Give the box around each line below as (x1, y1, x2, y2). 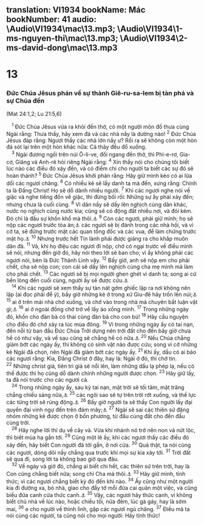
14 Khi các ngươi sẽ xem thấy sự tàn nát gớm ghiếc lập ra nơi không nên (12, 283, 191, 292)
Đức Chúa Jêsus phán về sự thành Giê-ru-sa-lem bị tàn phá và (6, 89, 194, 97)
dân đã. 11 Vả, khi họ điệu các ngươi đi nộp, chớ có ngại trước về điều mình (6, 242, 193, 250)
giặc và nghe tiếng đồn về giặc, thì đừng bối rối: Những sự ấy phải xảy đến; (6, 194, 194, 201)
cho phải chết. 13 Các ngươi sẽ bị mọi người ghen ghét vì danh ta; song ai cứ (6, 269, 197, 278)
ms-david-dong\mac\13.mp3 (6, 42, 118, 53)
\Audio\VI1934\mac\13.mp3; (6, 24, 115, 34)
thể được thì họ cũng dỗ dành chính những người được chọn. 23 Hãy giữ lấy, (6, 368, 195, 377)
